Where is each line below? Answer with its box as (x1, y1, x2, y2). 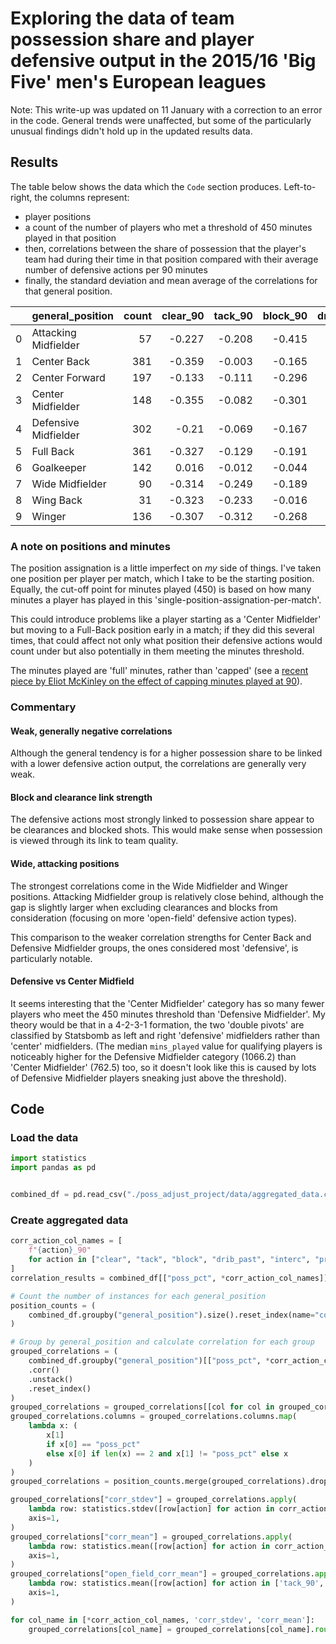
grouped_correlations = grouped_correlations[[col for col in (10, 1402, 275, 1412)
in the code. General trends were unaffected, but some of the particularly (10, 114, 312, 126)
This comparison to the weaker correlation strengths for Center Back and (10, 931, 312, 943)
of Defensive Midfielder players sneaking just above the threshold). (10, 1072, 287, 1084)
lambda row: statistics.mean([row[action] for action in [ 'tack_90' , (28, 1578, 325, 1589)
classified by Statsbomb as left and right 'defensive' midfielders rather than (10, 1029, 321, 1041)
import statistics (10, 1153, 87, 1164)
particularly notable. (10, 952, 93, 964)
